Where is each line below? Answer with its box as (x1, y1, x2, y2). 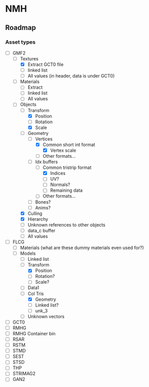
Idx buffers (35, 159, 58, 165)
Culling (27, 210, 42, 216)
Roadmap (5, 23, 36, 32)
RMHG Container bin (12, 330, 56, 336)
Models (20, 251, 36, 257)
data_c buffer (27, 227, 56, 233)
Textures (20, 55, 39, 61)
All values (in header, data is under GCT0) (27, 73, 115, 79)
